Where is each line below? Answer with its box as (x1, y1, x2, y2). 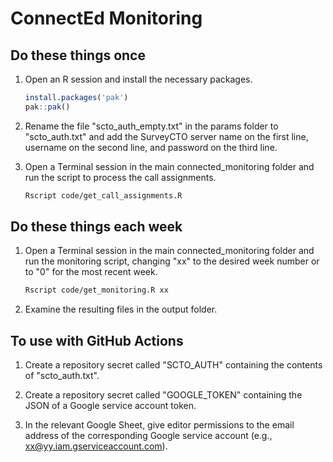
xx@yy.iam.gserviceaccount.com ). (24, 440, 168, 452)
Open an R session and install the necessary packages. (24, 73, 253, 85)
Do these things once (10, 47, 146, 64)
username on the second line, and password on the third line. (24, 141, 278, 153)
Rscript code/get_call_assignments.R (24, 190, 183, 201)
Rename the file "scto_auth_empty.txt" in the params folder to (24, 120, 279, 132)
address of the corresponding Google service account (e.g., (24, 430, 273, 442)
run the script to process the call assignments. (24, 171, 217, 183)
